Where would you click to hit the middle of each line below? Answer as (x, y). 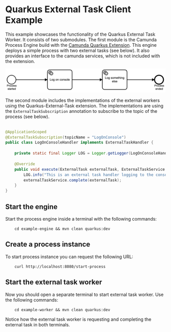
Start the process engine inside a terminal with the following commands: (81, 219)
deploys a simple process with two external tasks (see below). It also (78, 50)
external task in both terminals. (38, 324)
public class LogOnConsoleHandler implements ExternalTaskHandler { (79, 143)
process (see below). (27, 116)
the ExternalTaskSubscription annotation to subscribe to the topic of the (81, 111)
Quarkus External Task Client (68, 9)
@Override (25, 164)
